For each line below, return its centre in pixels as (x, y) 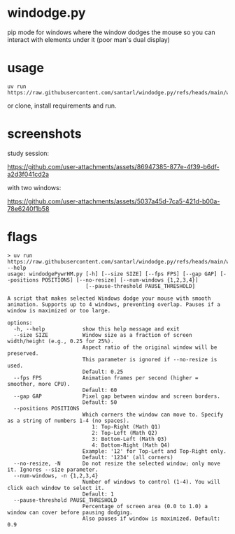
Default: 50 (100, 402)
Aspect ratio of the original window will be (150, 347)
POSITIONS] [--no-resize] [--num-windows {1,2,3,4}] (120, 280)
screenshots (44, 134)
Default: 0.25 (103, 372)
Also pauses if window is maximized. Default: (151, 519)
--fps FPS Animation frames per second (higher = (106, 378)
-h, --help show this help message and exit (97, 329)
